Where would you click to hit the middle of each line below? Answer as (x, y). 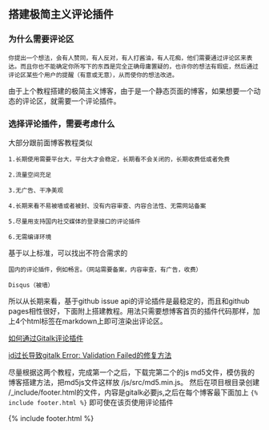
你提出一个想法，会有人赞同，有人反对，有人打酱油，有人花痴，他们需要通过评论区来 (127, 58)
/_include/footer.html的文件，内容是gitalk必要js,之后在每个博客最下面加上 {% (133, 392)
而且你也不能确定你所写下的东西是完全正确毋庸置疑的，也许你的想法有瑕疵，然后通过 (139, 67)
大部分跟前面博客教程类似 (50, 142)
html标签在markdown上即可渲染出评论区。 (97, 321)
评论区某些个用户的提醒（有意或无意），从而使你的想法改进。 (93, 75)
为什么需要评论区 (41, 39)
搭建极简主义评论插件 (61, 14)
